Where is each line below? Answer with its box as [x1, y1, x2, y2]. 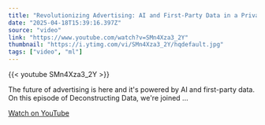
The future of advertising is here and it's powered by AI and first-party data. [8, 85, 255, 94]
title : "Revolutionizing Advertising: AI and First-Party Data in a [8, 11, 238, 20]
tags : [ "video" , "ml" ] [8, 48, 83, 56]
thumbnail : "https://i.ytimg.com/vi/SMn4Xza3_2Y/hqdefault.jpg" [8, 41, 224, 49]
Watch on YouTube [8, 108, 69, 118]
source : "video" [8, 26, 62, 34]
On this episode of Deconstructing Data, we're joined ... [8, 94, 188, 102]
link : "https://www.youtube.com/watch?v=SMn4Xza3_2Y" [8, 33, 189, 42]
